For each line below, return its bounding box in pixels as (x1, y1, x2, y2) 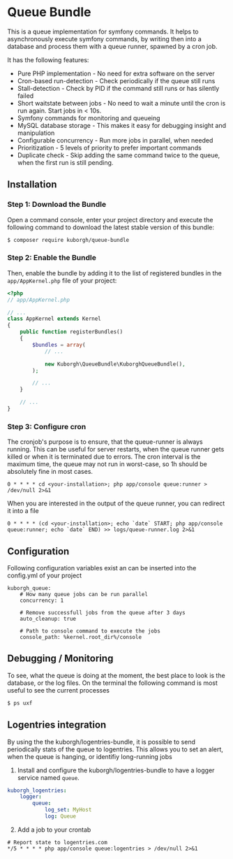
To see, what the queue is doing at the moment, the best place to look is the (7, 671, 225, 679)
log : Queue (44, 813, 77, 820)
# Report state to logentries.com (7, 839, 108, 846)
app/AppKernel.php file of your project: (7, 276, 117, 284)
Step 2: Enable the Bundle (7, 253, 96, 263)
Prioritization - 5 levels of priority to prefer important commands (17, 143, 202, 152)
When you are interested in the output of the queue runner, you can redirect (7, 499, 225, 507)
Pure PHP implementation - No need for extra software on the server (17, 69, 215, 78)
